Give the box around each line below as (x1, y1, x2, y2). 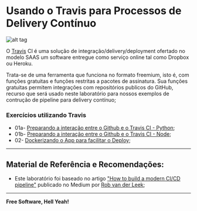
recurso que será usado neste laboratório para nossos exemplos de (6, 90, 169, 97)
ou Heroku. (6, 60, 33, 67)
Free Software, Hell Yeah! (6, 198, 69, 205)
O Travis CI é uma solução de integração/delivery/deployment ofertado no (6, 47, 186, 54)
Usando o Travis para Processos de (6, 4, 182, 18)
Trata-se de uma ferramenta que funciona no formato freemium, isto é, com (6, 71, 189, 78)
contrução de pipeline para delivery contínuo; (6, 96, 116, 103)
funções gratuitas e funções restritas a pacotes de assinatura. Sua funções (6, 78, 188, 85)
